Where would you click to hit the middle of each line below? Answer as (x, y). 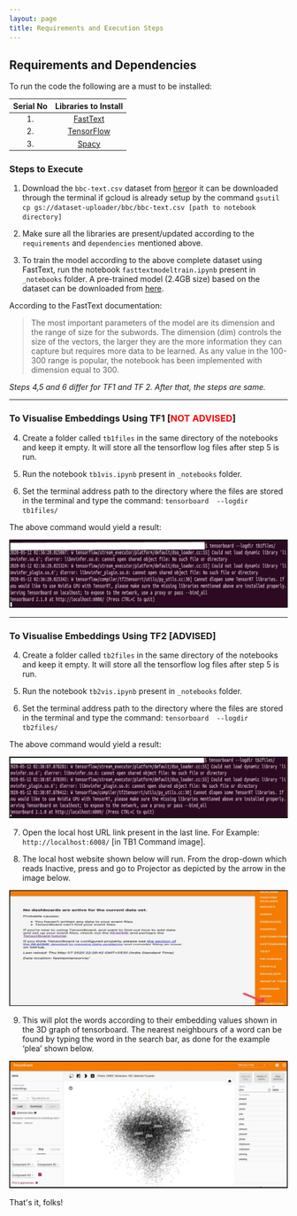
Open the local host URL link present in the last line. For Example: (141, 832)
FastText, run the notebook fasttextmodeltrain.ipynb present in (139, 269)
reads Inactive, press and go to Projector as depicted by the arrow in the (153, 868)
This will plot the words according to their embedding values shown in (149, 1020)
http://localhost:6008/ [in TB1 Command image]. (114, 841)
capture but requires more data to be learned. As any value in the (149, 351)
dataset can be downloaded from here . (93, 289)
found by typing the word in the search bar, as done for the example (146, 1039)
